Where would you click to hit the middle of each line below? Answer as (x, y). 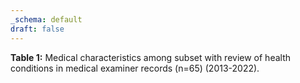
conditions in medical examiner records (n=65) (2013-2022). (135, 68)
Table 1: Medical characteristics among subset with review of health (150, 57)
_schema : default (46, 19)
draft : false (37, 29)
